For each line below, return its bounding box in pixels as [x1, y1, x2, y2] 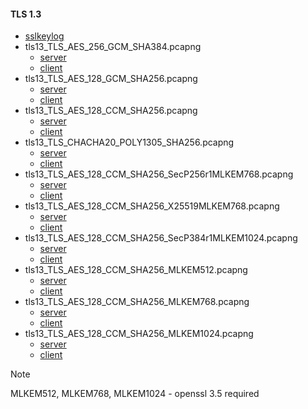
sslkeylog [24, 30, 65, 42]
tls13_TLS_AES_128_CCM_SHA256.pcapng [24, 105, 198, 117]
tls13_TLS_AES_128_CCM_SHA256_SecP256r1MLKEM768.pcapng [24, 168, 294, 180]
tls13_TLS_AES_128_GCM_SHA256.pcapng [24, 73, 198, 85]
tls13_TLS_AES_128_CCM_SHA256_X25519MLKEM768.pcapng [24, 200, 280, 212]
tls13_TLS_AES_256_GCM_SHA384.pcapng [24, 41, 202, 53]
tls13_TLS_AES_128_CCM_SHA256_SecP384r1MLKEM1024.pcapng [24, 232, 298, 244]
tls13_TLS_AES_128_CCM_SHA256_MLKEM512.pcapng [24, 264, 248, 276]
